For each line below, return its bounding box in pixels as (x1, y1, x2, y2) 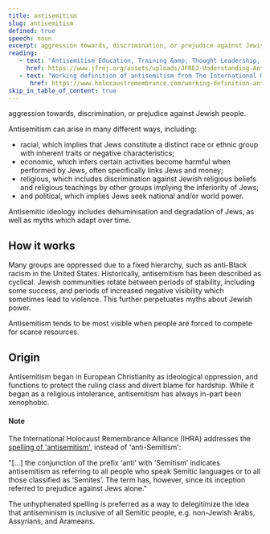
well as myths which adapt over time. (8, 215, 131, 226)
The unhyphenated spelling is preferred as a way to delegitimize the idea (8, 499, 250, 509)
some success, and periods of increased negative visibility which (8, 286, 225, 296)
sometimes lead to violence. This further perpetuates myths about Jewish (8, 295, 253, 304)
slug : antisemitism (8, 19, 74, 27)
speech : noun (8, 34, 52, 43)
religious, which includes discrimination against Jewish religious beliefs (19, 174, 257, 184)
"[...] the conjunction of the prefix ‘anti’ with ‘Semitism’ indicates (8, 458, 221, 468)
